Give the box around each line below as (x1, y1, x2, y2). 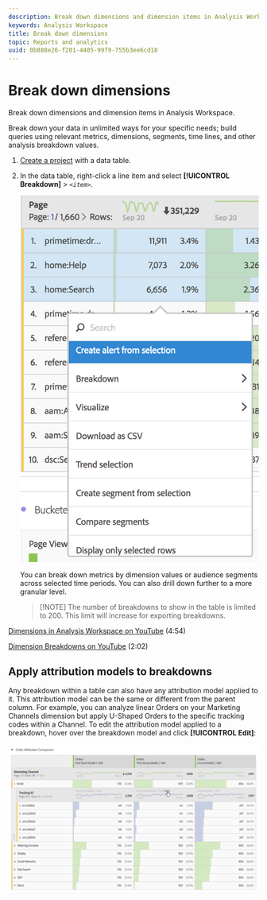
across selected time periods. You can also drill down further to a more (19, 579, 253, 588)
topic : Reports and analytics (8, 38, 109, 46)
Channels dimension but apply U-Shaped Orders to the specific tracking (8, 712, 245, 721)
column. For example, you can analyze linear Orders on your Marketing (8, 703, 241, 712)
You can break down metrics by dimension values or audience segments (19, 570, 258, 580)
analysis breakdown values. (8, 140, 99, 150)
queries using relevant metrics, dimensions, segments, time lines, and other (8, 132, 256, 142)
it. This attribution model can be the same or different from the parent (8, 694, 236, 704)
